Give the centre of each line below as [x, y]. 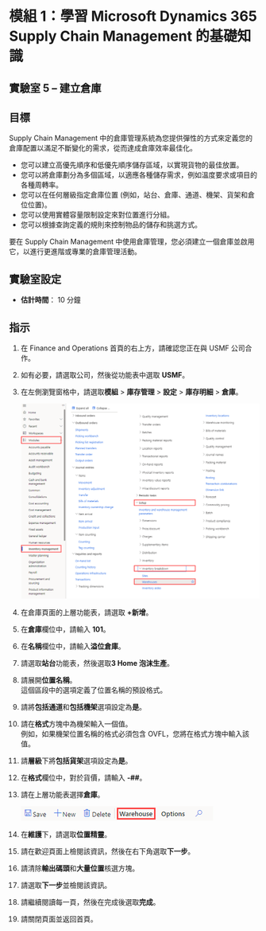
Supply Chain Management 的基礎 [123, 36]
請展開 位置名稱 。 [48, 680]
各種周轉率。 [41, 185]
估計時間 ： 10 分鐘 [51, 300]
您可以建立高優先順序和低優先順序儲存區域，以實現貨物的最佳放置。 [132, 165]
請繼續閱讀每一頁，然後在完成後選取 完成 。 [90, 902]
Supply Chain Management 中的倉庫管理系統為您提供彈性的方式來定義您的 [131, 138]
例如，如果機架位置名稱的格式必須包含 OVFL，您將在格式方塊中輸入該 [135, 733]
